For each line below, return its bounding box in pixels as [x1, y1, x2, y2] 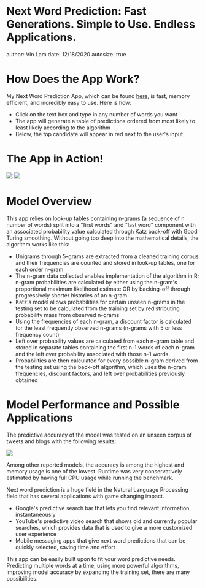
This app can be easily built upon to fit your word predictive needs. [6, 555, 176, 562]
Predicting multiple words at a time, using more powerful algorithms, [6, 562, 179, 569]
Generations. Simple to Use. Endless [6, 17, 195, 31]
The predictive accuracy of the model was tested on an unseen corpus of [6, 431, 192, 438]
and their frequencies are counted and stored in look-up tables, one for [15, 259, 195, 266]
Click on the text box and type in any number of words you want [15, 110, 178, 118]
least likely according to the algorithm [15, 124, 110, 131]
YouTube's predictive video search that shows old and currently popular [15, 517, 198, 525]
